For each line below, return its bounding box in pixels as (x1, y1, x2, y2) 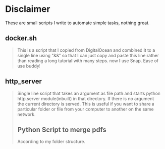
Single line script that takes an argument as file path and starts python (17, 90, 161, 96)
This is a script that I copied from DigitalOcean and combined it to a (17, 47, 155, 53)
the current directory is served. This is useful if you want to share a (17, 101, 155, 107)
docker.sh (5, 34, 37, 42)
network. (17, 111, 36, 117)
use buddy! (17, 63, 41, 69)
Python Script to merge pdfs (17, 125, 107, 134)
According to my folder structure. (17, 139, 86, 145)
